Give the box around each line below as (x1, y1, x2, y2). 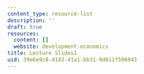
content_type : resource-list (7, 10, 93, 18)
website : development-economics (13, 43, 109, 50)
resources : (7, 30, 40, 37)
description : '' (7, 17, 55, 24)
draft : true (7, 23, 42, 30)
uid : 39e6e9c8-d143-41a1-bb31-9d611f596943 (7, 56, 138, 63)
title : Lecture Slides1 (7, 50, 78, 57)
